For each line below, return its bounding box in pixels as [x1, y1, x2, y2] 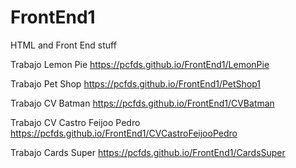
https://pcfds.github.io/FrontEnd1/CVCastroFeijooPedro [10, 127, 238, 139]
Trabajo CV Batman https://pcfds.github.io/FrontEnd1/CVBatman [10, 97, 275, 109]
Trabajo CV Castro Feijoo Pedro [10, 116, 141, 128]
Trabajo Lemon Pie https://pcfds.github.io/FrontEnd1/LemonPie [10, 58, 270, 70]
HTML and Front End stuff [10, 39, 117, 51]
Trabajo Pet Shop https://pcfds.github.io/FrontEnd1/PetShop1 [10, 77, 261, 90]
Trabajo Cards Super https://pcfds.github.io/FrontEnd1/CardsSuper [10, 146, 286, 158]
